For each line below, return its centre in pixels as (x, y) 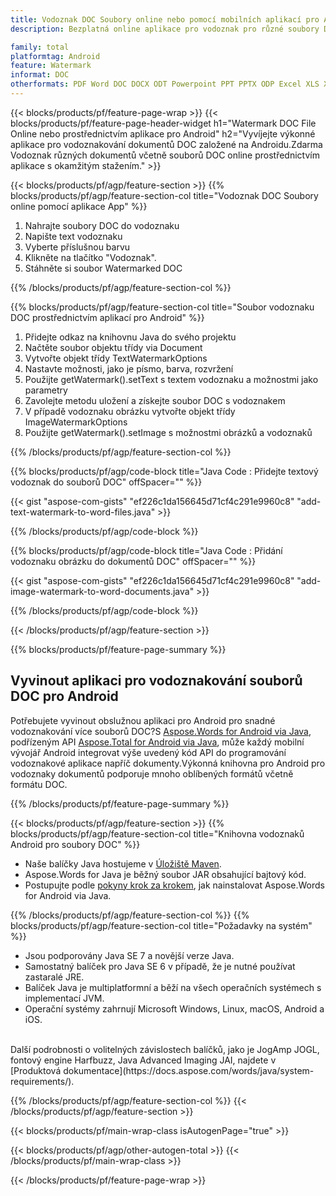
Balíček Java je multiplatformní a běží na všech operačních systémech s (173, 987)
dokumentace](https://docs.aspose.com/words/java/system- (189, 1070)
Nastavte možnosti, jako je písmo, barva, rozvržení (129, 368)
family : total (40, 47)
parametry (46, 390)
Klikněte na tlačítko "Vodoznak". (90, 257)
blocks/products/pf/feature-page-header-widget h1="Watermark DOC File (163, 123)
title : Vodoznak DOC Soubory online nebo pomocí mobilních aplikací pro (165, 19)
